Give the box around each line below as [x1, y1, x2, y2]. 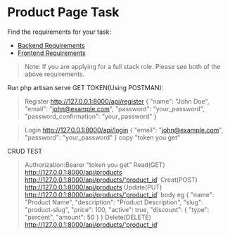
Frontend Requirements [17, 49, 86, 57]
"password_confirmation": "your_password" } [24, 112, 157, 120]
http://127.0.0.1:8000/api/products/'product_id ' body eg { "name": [24, 190, 215, 199]
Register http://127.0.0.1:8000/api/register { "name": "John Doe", [24, 97, 210, 106]
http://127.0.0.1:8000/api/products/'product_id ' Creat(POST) [24, 175, 198, 184]
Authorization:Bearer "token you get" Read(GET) [24, 160, 165, 169]
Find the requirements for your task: [7, 27, 111, 36]
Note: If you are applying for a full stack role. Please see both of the [24, 62, 221, 70]
